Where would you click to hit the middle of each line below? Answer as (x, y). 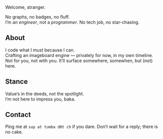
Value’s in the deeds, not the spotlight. (45, 93)
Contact (18, 115)
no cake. (14, 132)
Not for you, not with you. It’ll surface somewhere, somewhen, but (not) (79, 60)
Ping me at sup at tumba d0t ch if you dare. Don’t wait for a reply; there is (81, 126)
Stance (17, 82)
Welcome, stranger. (25, 7)
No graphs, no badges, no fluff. (38, 17)
